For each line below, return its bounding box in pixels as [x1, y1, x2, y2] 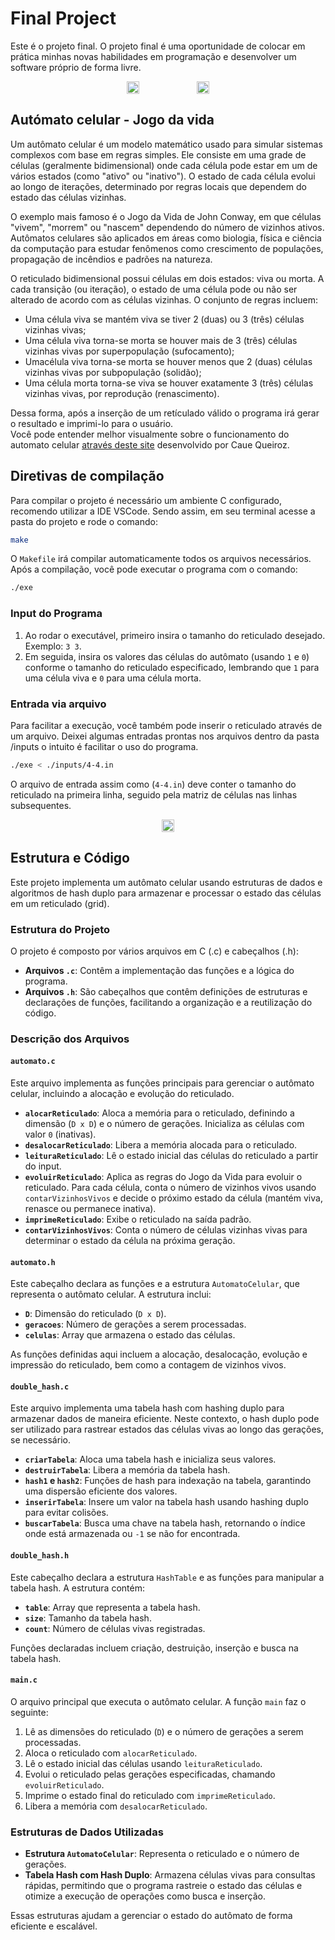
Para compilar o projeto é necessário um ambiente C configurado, [10, 494, 283, 506]
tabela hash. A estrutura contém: [10, 1582, 145, 1594]
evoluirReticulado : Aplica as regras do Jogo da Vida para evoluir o [24, 1171, 303, 1183]
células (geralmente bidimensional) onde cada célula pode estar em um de [10, 159, 318, 171]
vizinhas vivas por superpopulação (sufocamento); [24, 345, 235, 357]
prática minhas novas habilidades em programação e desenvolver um [10, 50, 297, 62]
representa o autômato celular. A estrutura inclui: [10, 1288, 212, 1301]
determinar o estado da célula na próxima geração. [24, 1235, 236, 1247]
